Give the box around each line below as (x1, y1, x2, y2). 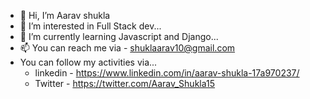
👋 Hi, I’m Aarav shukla (19, 10, 111, 21)
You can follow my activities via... (19, 56, 158, 68)
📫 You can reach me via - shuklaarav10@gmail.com (19, 42, 236, 54)
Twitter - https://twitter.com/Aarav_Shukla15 (34, 78, 216, 89)
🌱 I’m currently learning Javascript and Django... (19, 31, 219, 42)
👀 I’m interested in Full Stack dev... (19, 20, 162, 32)
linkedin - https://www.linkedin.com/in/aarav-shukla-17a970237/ (34, 67, 300, 79)
